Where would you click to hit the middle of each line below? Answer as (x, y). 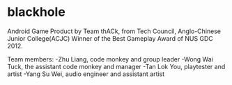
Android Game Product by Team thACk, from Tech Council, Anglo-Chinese (114, 31)
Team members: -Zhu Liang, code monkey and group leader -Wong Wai (110, 59)
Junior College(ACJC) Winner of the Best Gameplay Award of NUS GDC (110, 38)
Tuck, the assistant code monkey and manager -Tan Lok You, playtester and (116, 66)
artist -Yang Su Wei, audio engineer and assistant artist (86, 74)
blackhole (37, 12)
